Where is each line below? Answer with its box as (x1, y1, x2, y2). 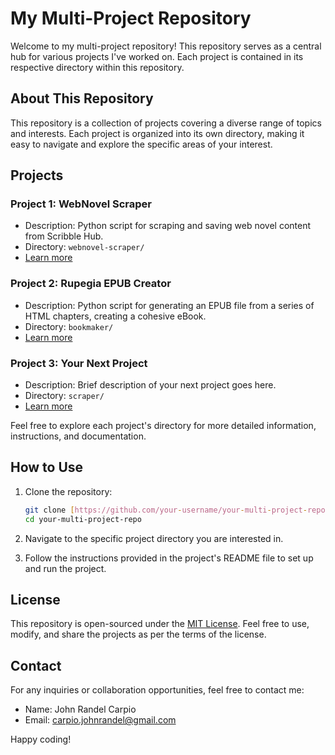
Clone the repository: (24, 485, 113, 497)
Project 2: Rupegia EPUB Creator (10, 277, 172, 291)
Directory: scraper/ (24, 390, 105, 402)
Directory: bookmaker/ (24, 320, 114, 332)
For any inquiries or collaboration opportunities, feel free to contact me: (10, 684, 305, 696)
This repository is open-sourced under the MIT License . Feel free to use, (10, 618, 310, 630)
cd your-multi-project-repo (24, 514, 142, 524)
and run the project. (24, 562, 107, 574)
